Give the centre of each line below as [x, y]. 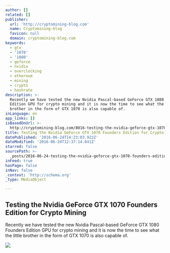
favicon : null [25, 33]
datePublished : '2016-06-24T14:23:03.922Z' [52, 137]
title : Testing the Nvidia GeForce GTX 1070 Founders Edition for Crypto [85, 132]
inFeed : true [19, 161]
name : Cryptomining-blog [36, 29]
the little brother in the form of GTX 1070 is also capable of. [67, 235]
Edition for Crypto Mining [46, 213]
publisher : [17, 19]
